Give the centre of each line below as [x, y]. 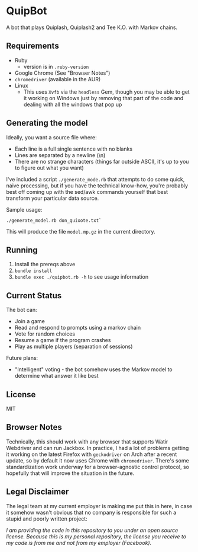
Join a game [30, 321]
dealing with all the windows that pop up [73, 104]
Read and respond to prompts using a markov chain [78, 328]
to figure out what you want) [49, 168]
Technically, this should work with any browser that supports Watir [87, 441]
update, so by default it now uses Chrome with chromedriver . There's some [98, 460]
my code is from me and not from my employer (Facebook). [79, 543]
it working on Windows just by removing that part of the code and [103, 98]
